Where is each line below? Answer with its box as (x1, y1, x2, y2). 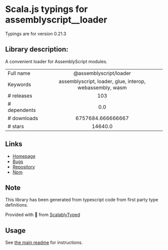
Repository (12, 163, 35, 169)
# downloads (7, 114, 38, 121)
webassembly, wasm (77, 84, 127, 91)
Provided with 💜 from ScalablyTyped (5, 211, 80, 218)
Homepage (12, 153, 36, 159)
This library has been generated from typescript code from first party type (5, 196, 158, 203)
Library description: (5, 45, 68, 53)
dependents (7, 106, 36, 113)
